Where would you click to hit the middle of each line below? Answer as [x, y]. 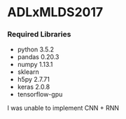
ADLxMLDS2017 [55, 12]
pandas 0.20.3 [38, 57]
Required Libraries [39, 35]
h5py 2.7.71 [34, 80]
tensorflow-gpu [40, 94]
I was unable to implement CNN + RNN [63, 108]
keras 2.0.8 [34, 87]
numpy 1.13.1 [35, 65]
